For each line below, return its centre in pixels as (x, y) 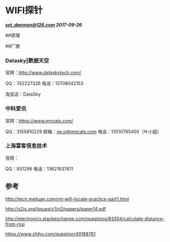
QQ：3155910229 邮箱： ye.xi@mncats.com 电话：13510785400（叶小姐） (83, 131)
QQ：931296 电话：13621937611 (39, 169)
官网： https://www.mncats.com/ (39, 120)
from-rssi (15, 224)
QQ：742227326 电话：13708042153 (45, 83)
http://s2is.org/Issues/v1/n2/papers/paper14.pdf (56, 208)
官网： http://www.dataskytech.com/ (43, 73)
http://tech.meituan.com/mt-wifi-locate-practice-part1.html (67, 199)
